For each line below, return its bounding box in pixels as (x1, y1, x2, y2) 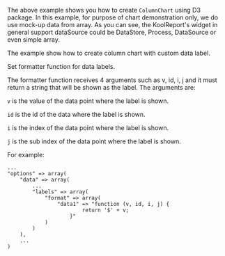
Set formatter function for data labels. (7, 63, 116, 70)
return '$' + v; (82, 207, 130, 214)
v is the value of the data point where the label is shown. (7, 97, 169, 105)
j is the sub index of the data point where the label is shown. (7, 137, 181, 145)
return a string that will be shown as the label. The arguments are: (7, 83, 196, 91)
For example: (7, 151, 45, 159)
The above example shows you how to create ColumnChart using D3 (7, 6, 201, 14)
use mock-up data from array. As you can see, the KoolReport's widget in (7, 21, 218, 29)
